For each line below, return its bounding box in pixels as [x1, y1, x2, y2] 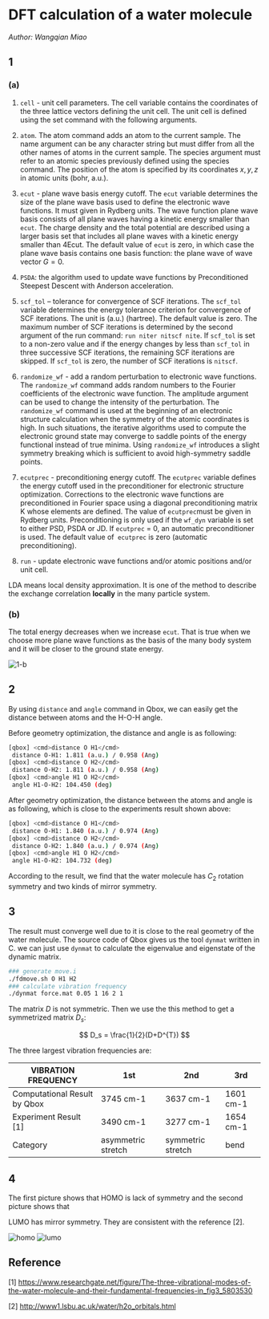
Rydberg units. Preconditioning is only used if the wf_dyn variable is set [19, 515, 254, 525]
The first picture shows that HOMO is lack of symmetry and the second [8, 1193, 243, 1203]
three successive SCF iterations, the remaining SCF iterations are [19, 347, 235, 357]
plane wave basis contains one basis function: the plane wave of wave [19, 248, 253, 258]
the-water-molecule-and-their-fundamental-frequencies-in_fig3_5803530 [8, 1285, 253, 1295]
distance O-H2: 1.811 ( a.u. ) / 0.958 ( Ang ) [11, 766, 159, 774]
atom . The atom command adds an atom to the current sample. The [19, 130, 242, 140]
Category [12, 1139, 48, 1151]
